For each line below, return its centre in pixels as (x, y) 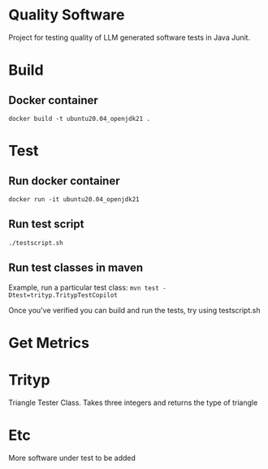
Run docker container (64, 181)
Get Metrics (49, 343)
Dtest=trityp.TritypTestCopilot (63, 295)
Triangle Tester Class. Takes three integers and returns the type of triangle (133, 402)
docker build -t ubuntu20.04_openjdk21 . (80, 118)
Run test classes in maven (76, 268)
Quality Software (67, 15)
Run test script (46, 224)
